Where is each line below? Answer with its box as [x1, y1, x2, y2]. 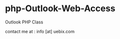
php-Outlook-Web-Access [5, 3, 116, 14]
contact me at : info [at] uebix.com [5, 28, 75, 34]
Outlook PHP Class [5, 19, 43, 25]
